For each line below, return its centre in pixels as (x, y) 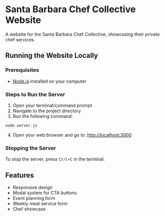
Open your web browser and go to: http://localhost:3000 (72, 135)
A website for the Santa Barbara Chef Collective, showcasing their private (82, 34)
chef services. (20, 40)
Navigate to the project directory (47, 111)
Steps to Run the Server (35, 94)
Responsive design (33, 188)
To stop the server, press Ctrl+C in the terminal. (55, 159)
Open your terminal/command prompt (52, 105)
